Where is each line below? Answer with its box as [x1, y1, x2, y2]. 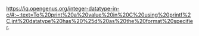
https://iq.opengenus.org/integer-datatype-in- [6, 5, 120, 12]
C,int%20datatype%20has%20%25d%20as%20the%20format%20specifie [6, 18, 194, 24]
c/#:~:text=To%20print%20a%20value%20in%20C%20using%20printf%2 [6, 11, 191, 18]
